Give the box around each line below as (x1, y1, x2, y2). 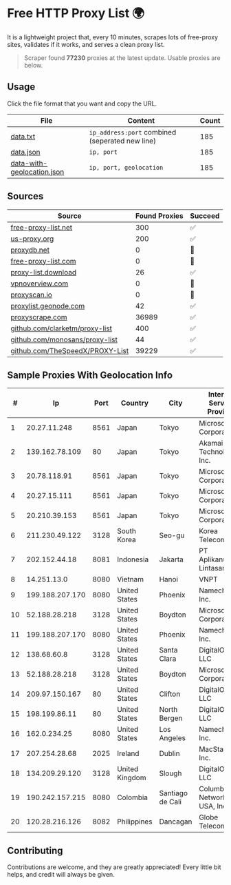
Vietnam (116, 575, 144, 584)
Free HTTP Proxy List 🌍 (7, 6, 145, 21)
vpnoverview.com (10, 279, 69, 288)
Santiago (159, 788, 188, 798)
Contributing (7, 844, 63, 856)
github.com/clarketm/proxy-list (10, 324, 112, 333)
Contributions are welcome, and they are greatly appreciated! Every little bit (7, 863, 221, 871)
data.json (10, 147, 41, 157)
